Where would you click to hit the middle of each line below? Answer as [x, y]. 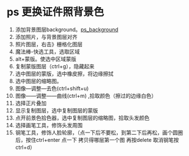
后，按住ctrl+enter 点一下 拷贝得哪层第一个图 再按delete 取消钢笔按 [97, 140]
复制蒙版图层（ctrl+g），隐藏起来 [55, 66]
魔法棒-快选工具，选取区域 [47, 51]
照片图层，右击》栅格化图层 [49, 44]
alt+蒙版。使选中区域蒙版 [46, 59]
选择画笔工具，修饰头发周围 [49, 125]
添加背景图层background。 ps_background [67, 29]
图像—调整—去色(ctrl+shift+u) [52, 88]
